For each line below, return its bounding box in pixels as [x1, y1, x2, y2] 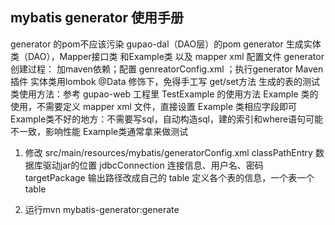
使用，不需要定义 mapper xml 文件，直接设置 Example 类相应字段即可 [10, 100, 297, 112]
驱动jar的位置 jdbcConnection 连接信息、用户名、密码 [42, 159, 264, 171]
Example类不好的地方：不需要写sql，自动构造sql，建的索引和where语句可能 [10, 113, 324, 125]
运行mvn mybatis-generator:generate [24, 203, 180, 215]
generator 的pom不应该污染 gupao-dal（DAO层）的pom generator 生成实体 [10, 38, 322, 50]
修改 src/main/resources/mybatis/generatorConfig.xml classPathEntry [24, 146, 313, 158]
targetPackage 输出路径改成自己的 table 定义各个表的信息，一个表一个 [24, 171, 315, 183]
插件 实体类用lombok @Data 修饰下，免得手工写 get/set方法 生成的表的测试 [10, 75, 320, 87]
